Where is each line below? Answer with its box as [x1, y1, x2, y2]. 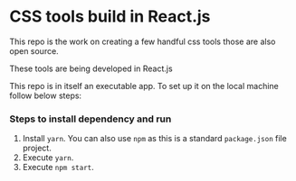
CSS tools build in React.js [9, 6, 211, 27]
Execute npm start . [22, 162, 95, 173]
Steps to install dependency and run [9, 113, 172, 125]
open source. [9, 45, 59, 56]
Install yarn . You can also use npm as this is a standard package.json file [22, 133, 287, 144]
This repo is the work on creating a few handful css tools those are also [9, 36, 276, 47]
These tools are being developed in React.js [9, 63, 174, 74]
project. [22, 142, 52, 154]
